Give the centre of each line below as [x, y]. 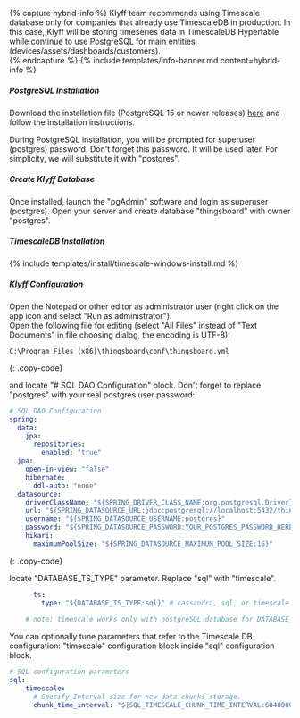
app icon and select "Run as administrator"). [91, 315]
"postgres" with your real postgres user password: [102, 394]
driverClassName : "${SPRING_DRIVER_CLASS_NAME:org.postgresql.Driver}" [161, 502]
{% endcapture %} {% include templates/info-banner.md [114, 60]
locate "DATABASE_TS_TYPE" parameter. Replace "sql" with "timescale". [143, 578]
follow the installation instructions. [72, 122]
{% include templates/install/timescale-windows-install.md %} [124, 263]
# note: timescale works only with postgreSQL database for [139, 620]
